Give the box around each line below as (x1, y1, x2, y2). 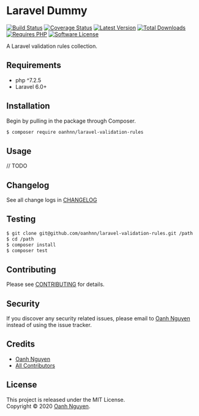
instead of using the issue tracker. (6, 322, 92, 328)
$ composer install (6, 242, 56, 248)
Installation (6, 101, 50, 111)
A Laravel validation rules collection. (6, 42, 98, 50)
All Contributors (15, 361, 55, 369)
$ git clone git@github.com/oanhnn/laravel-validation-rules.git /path (6, 230, 193, 236)
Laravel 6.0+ (15, 83, 47, 90)
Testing (6, 214, 36, 225)
